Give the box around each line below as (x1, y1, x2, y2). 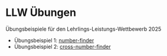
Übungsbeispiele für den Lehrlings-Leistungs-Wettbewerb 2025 (5, 25, 162, 32)
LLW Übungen (5, 6, 77, 19)
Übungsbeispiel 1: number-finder (14, 37, 94, 44)
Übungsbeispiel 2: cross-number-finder (14, 43, 111, 50)
